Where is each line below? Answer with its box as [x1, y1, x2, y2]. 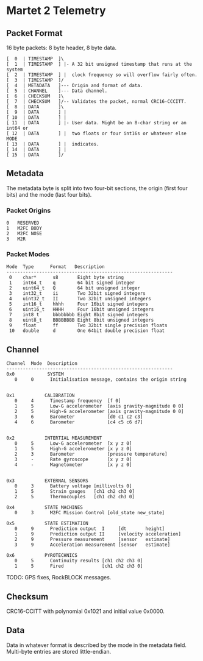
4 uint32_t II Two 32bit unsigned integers [9, 296, 151, 302]
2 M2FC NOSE [6, 231, 43, 237]
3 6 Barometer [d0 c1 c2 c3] [14, 414, 143, 420]
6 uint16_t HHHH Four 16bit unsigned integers [9, 306, 154, 313]
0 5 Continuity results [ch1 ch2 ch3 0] [14, 558, 143, 564]
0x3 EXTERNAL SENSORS [6, 478, 88, 484]
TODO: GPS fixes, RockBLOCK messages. [6, 574, 112, 581]
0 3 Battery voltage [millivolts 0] [14, 483, 132, 489]
